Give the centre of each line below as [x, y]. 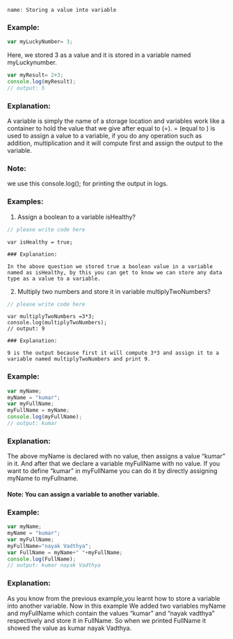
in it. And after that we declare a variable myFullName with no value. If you [114, 464]
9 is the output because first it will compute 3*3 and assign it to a [113, 353]
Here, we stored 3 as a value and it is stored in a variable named [99, 55]
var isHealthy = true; [40, 242]
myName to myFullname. [43, 479]
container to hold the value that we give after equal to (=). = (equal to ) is [111, 128]
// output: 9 [26, 329]
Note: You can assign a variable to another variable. [83, 494]
